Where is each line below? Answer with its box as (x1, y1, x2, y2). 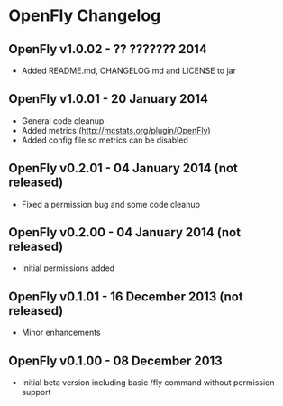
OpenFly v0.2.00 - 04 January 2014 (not (8, 225, 241, 240)
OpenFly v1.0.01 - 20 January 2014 (8, 91, 209, 106)
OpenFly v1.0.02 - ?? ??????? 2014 (8, 42, 208, 57)
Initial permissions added (21, 263, 115, 273)
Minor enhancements (21, 327, 101, 338)
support (21, 387, 51, 398)
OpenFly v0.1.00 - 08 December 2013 (8, 353, 223, 368)
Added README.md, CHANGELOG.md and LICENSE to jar (21, 65, 236, 76)
